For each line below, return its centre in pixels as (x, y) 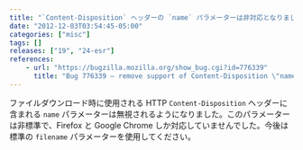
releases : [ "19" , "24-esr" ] (62, 51)
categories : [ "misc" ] (50, 34)
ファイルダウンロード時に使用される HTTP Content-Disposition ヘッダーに (149, 102)
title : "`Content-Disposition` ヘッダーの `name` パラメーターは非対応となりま (150, 18)
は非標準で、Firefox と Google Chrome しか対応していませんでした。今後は (149, 125)
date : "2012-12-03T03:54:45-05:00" (76, 26)
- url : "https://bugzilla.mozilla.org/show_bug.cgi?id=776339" (147, 68)
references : (32, 59)
